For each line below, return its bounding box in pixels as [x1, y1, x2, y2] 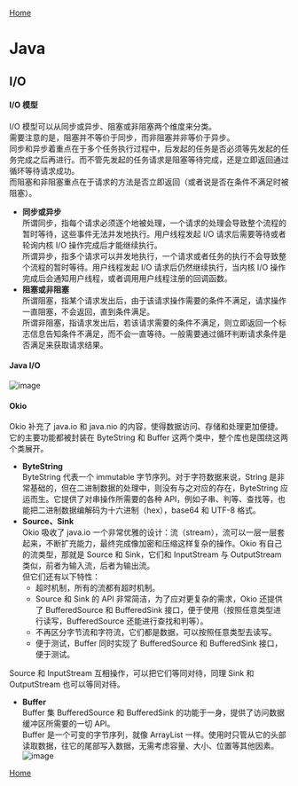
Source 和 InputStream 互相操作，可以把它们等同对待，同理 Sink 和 [9, 668, 255, 679]
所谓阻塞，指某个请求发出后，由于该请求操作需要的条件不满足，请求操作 [21, 295, 286, 305]
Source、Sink [21, 516, 74, 527]
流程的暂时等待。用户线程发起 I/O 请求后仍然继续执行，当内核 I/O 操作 [29, 262, 286, 272]
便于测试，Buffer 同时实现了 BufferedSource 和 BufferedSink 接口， [35, 638, 283, 648]
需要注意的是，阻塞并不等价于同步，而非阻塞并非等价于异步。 [9, 132, 235, 143]
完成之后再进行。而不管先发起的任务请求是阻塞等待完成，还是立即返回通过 [16, 154, 289, 165]
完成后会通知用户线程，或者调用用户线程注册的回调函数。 [21, 272, 232, 283]
